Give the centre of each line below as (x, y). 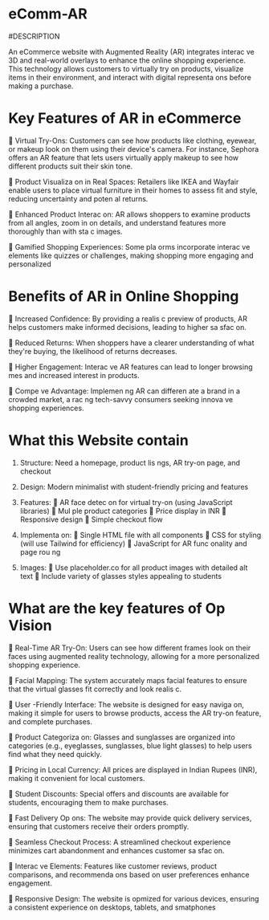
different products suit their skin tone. (71, 166)
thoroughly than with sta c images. (65, 231)
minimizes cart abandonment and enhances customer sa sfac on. (116, 850)
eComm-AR (48, 14)
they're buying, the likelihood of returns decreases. (93, 351)
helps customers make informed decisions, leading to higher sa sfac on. (128, 327)
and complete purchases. (50, 721)
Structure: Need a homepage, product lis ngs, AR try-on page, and (130, 462)
